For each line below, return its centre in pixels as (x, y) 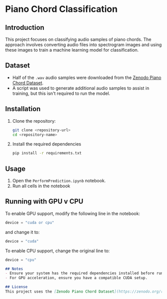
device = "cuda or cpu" (30, 223)
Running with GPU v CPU (44, 201)
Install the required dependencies (47, 144)
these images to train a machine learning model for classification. (72, 50)
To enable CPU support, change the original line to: (58, 251)
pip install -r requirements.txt (47, 153)
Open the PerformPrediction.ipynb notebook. (59, 181)
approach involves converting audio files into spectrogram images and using (83, 45)
